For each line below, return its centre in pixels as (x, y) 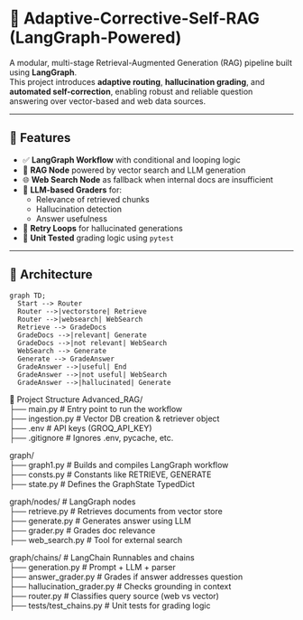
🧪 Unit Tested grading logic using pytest (98, 238)
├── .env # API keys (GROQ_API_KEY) (81, 427)
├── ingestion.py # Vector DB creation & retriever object (115, 418)
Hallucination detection (78, 209)
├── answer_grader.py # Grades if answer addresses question (126, 577)
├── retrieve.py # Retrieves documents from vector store (116, 511)
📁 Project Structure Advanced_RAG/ (76, 399)
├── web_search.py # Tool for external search (96, 540)
